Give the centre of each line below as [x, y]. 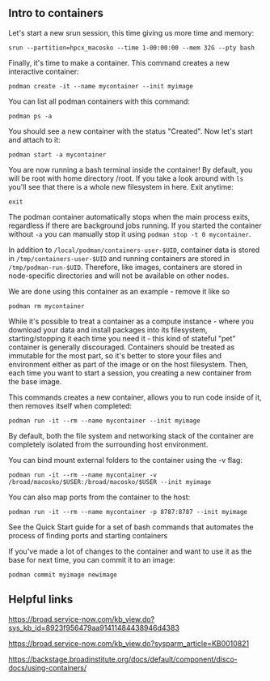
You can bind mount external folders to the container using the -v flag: [125, 460]
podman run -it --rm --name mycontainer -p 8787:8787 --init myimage [128, 512]
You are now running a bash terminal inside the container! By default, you [131, 169]
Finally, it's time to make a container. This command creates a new [119, 62]
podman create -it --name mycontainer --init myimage [101, 86]
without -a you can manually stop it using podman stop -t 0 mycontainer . [130, 233]
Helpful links [41, 600]
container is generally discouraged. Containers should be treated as [122, 347]
